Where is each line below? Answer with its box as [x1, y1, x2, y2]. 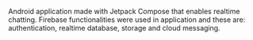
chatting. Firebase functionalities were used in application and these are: [8, 15, 246, 24]
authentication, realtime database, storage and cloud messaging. [8, 24, 220, 32]
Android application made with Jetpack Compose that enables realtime [8, 7, 240, 16]
